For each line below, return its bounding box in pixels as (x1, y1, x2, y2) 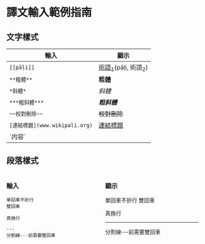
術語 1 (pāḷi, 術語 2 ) (98, 63, 148, 73)
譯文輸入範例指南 (6, 5, 93, 20)
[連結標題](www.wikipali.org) (9, 122, 93, 129)
